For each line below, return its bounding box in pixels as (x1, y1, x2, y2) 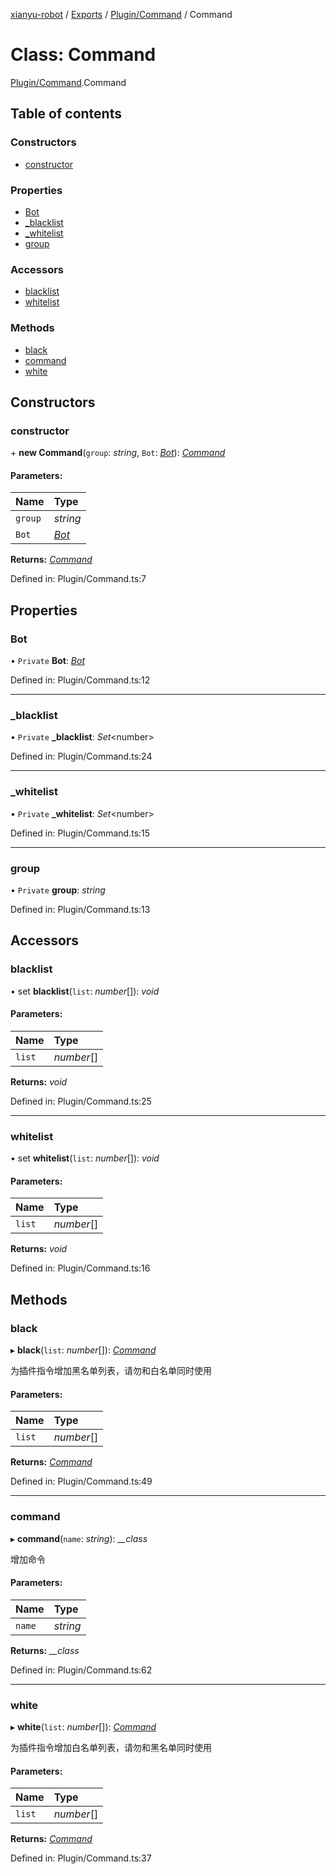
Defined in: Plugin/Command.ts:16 (10, 1262, 151, 1274)
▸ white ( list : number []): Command (10, 1721, 157, 1733)
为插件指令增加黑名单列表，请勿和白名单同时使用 (10, 1365, 212, 1377)
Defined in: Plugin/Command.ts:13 (10, 903, 151, 915)
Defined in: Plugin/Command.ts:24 (10, 750, 153, 763)
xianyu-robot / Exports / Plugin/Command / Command (10, 9, 233, 20)
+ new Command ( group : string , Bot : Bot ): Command (10, 447, 226, 459)
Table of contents (10, 105, 122, 123)
